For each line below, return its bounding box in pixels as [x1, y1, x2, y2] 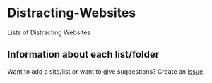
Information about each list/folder [7, 49, 160, 60]
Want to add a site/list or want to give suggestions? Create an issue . [7, 67, 205, 75]
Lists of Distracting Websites [7, 28, 90, 37]
